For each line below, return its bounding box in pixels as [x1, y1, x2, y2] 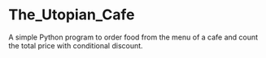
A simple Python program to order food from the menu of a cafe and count [8, 32, 259, 42]
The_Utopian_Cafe [8, 6, 136, 24]
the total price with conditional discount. [8, 40, 144, 50]
